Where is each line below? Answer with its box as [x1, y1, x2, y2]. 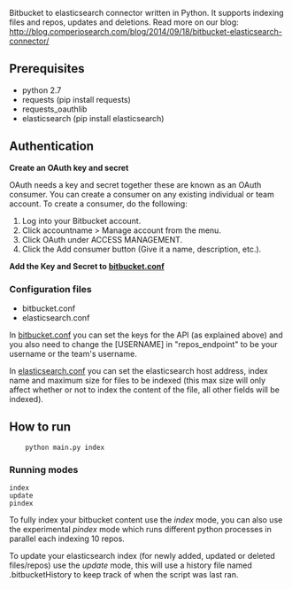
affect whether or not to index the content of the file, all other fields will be [9, 384, 280, 395]
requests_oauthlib [21, 104, 88, 114]
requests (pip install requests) [21, 94, 131, 105]
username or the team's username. [9, 348, 137, 359]
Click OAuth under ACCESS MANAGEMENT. [21, 234, 183, 244]
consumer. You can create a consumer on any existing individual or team [9, 189, 274, 199]
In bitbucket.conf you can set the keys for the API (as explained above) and [9, 329, 283, 340]
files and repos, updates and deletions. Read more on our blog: [9, 17, 239, 27]
